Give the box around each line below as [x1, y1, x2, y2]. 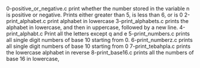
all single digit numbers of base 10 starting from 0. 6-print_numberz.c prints [6, 37, 193, 43]
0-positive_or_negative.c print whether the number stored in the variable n [6, 5, 190, 12]
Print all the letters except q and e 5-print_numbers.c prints [44, 30, 190, 37]
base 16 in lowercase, [6, 56, 60, 62]
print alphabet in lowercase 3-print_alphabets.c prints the [47, 18, 189, 24]
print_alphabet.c [6, 18, 46, 24]
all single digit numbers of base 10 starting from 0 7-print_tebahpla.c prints [6, 43, 190, 50]
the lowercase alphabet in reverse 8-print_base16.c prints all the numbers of [6, 49, 195, 56]
